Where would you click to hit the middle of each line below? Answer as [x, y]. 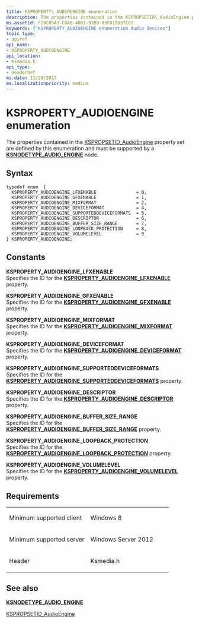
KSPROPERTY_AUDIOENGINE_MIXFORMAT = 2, [79, 203]
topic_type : [21, 34]
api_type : [18, 67]
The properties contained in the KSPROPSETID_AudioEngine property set [95, 142]
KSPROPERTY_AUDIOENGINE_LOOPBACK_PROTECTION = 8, [79, 229]
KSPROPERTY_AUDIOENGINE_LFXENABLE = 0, [79, 192]
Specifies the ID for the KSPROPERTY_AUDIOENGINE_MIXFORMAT [89, 326]
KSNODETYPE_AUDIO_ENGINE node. [52, 155]
